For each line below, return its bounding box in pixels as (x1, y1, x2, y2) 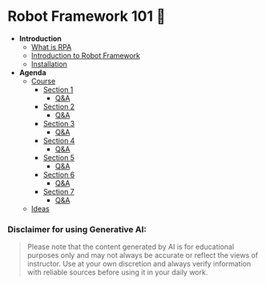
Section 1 (42, 84, 74, 94)
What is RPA (30, 42, 72, 51)
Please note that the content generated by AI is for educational (26, 242, 235, 251)
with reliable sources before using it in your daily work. (26, 267, 208, 277)
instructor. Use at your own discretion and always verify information (26, 259, 252, 269)
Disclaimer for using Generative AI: (7, 223, 147, 235)
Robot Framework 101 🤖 (7, 7, 166, 26)
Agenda (18, 67, 46, 77)
